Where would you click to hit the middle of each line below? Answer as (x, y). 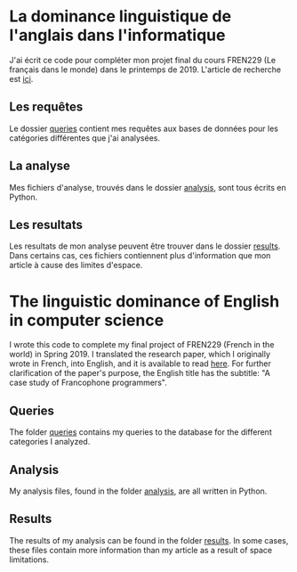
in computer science (87, 320)
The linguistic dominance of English (144, 301)
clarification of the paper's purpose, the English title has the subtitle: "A (140, 373)
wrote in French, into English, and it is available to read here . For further (140, 364)
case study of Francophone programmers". (88, 383)
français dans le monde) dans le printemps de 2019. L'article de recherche (145, 69)
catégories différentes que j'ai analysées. (84, 138)
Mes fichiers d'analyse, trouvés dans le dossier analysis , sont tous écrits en (148, 187)
